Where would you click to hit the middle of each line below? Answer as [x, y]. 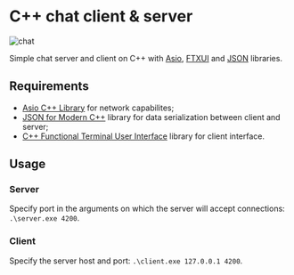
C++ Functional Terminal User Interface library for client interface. [143, 136]
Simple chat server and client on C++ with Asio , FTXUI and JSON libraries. [146, 58]
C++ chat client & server [101, 16]
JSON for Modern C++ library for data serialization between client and [151, 117]
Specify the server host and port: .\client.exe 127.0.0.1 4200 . [126, 261]
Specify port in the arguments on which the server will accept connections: [147, 209]
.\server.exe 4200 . [45, 218]
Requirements [49, 86]
